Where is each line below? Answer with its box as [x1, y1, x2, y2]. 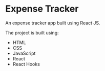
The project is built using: [5, 29, 59, 35]
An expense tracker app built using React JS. [5, 20, 100, 26]
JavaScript [12, 50, 36, 56]
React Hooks [12, 61, 40, 67]
